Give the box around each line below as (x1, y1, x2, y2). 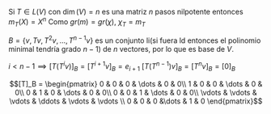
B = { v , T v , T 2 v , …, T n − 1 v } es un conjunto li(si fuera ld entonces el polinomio (8, 34, 261, 45)
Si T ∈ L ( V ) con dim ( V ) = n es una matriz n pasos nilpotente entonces (8, 7, 244, 16)
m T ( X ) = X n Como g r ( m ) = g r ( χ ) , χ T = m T (8, 15, 146, 28)
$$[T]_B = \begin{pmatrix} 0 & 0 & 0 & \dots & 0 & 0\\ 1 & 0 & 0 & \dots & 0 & (9, 78, 263, 88)
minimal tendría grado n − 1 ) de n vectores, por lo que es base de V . (8, 44, 235, 54)
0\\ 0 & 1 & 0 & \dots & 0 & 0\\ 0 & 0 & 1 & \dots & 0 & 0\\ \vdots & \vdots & (15, 87, 257, 97)
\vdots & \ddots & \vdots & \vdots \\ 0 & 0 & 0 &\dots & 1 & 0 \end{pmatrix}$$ (9, 96, 263, 106)
